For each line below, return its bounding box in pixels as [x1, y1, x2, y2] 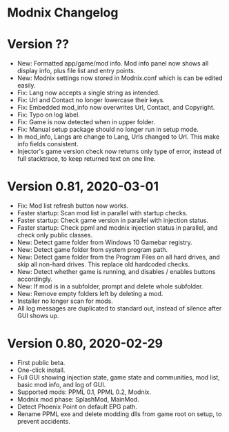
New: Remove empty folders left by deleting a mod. [17, 290, 163, 298]
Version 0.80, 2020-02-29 [7, 336, 163, 351]
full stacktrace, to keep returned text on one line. [17, 155, 157, 163]
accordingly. [17, 275, 53, 284]
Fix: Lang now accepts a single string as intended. [17, 88, 160, 97]
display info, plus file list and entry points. [17, 67, 136, 75]
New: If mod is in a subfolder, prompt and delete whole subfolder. [17, 282, 203, 291]
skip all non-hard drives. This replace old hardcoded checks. [17, 260, 190, 268]
